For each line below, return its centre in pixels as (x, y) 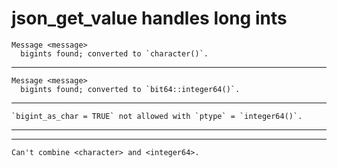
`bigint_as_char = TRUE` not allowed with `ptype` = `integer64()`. (157, 116)
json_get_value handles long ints (149, 18)
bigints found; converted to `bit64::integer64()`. (130, 89)
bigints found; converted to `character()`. (114, 53)
